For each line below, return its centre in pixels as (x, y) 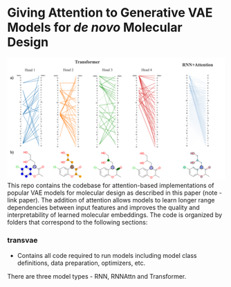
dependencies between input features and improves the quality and (104, 208)
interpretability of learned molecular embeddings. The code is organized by (115, 215)
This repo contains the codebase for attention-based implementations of (111, 186)
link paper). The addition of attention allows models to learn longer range (111, 200)
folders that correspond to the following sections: (77, 223)
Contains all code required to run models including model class (107, 255)
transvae (22, 241)
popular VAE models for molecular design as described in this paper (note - (115, 193)
